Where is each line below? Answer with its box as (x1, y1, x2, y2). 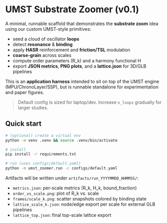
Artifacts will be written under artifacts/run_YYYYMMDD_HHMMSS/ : (5, 175, 139, 181)
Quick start (5, 119, 42, 128)
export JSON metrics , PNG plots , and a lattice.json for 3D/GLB (12, 63, 147, 69)
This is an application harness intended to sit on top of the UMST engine (5, 78, 159, 84)
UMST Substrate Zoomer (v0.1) (5, 4, 139, 15)
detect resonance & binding (12, 41, 73, 47)
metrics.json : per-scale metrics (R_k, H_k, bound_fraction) (12, 185, 137, 191)
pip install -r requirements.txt (5, 152, 77, 157)
